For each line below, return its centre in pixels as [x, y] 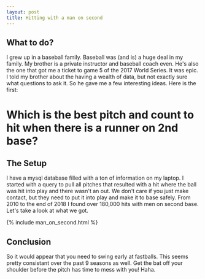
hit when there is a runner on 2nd [92, 128]
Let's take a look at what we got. [48, 211]
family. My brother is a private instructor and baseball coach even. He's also [102, 64]
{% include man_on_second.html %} [52, 223]
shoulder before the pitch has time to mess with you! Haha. [81, 270]
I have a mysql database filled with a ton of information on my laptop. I [95, 178]
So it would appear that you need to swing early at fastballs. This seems [97, 257]
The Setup [27, 163]
